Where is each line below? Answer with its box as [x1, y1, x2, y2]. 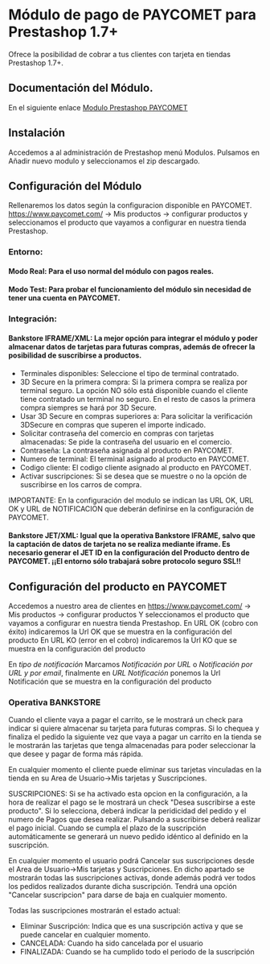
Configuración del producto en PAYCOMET [8, 580, 227, 594]
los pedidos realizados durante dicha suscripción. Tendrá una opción [8, 882, 237, 892]
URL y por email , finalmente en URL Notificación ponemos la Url [8, 668, 221, 678]
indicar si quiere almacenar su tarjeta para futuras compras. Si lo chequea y [8, 723, 260, 734]
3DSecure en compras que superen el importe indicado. [19, 420, 207, 429]
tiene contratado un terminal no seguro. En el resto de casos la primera [19, 394, 256, 403]
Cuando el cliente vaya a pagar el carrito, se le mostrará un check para [8, 715, 243, 725]
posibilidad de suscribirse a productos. [8, 350, 142, 360]
